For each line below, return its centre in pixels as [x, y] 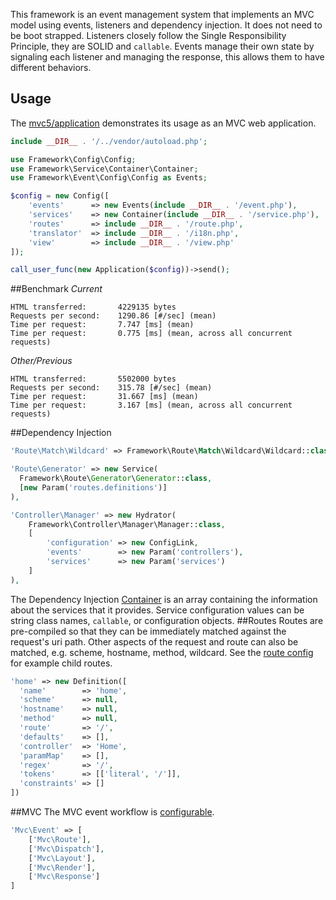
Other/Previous [41, 361]
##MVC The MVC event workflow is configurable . [112, 812]
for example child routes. [61, 663]
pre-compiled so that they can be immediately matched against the [148, 631]
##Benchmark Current [56, 289]
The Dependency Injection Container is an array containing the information [164, 599]
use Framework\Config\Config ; [73, 159]
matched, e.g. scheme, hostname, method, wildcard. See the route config [162, 652]
